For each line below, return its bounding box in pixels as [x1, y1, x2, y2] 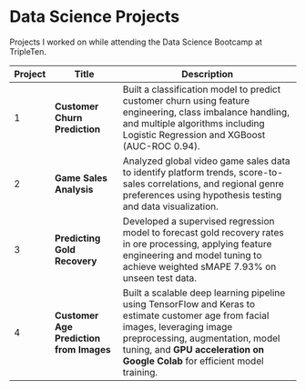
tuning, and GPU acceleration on [122, 343, 265, 355]
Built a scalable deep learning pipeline [122, 286, 286, 299]
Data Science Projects [9, 6, 180, 27]
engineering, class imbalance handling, [122, 105, 290, 118]
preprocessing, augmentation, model [122, 332, 280, 345]
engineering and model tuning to [122, 248, 262, 261]
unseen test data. [122, 271, 198, 284]
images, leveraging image [122, 320, 233, 333]
